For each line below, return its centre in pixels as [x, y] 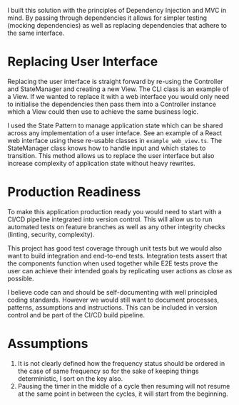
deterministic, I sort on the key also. [70, 378]
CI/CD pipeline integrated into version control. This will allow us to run [110, 219]
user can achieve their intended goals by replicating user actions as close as [120, 270]
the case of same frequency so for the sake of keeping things [108, 371]
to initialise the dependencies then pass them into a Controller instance [112, 104]
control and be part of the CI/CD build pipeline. [76, 315]
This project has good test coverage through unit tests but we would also [115, 248]
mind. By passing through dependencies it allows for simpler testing [107, 18]
